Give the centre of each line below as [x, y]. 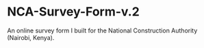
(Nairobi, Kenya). [31, 37]
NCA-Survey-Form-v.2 [74, 12]
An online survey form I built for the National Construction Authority [102, 30]
